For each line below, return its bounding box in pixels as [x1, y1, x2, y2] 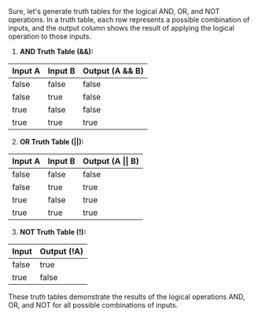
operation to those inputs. [8, 31, 92, 41]
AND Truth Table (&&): [19, 47, 94, 56]
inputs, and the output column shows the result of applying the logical [8, 24, 234, 32]
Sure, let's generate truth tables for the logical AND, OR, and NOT [8, 7, 220, 16]
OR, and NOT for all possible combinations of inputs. [8, 301, 179, 309]
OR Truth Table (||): [19, 137, 84, 146]
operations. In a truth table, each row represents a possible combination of [8, 15, 250, 24]
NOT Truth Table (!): [19, 228, 87, 236]
